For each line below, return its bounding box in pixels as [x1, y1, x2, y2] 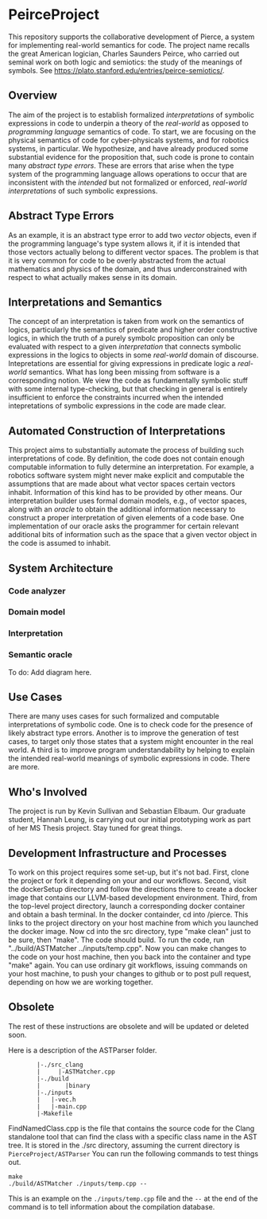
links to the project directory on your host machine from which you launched [8, 918, 259, 928]
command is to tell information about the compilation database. [8, 1201, 215, 1211]
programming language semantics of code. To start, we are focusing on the [8, 127, 257, 136]
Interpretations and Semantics [8, 295, 163, 309]
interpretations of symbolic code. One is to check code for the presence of [8, 720, 253, 730]
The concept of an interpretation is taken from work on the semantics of [8, 317, 245, 326]
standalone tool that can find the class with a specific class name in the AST [8, 1131, 258, 1141]
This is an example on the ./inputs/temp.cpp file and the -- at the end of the [8, 1194, 258, 1203]
